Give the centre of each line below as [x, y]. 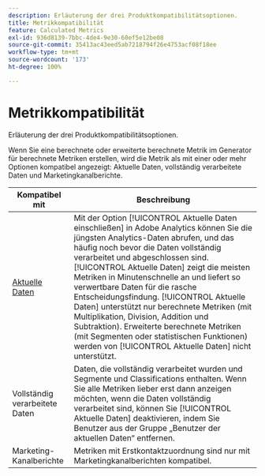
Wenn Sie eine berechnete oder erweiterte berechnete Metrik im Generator [130, 150]
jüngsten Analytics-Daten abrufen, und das [154, 238]
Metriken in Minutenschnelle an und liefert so [157, 277]
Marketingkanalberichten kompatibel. [143, 460]
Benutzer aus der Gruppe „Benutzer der [147, 428]
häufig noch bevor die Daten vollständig [147, 247]
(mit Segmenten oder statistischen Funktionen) [161, 336]
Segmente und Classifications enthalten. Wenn [160, 378]
